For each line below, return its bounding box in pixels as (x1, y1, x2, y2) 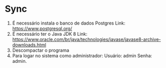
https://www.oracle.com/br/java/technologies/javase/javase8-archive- (12, 36, 161, 42)
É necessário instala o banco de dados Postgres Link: (12, 20, 126, 26)
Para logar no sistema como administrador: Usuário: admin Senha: (12, 52, 152, 59)
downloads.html (12, 41, 47, 48)
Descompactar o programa (12, 47, 70, 53)
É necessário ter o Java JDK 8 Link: (12, 31, 88, 37)
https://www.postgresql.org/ (12, 25, 72, 31)
